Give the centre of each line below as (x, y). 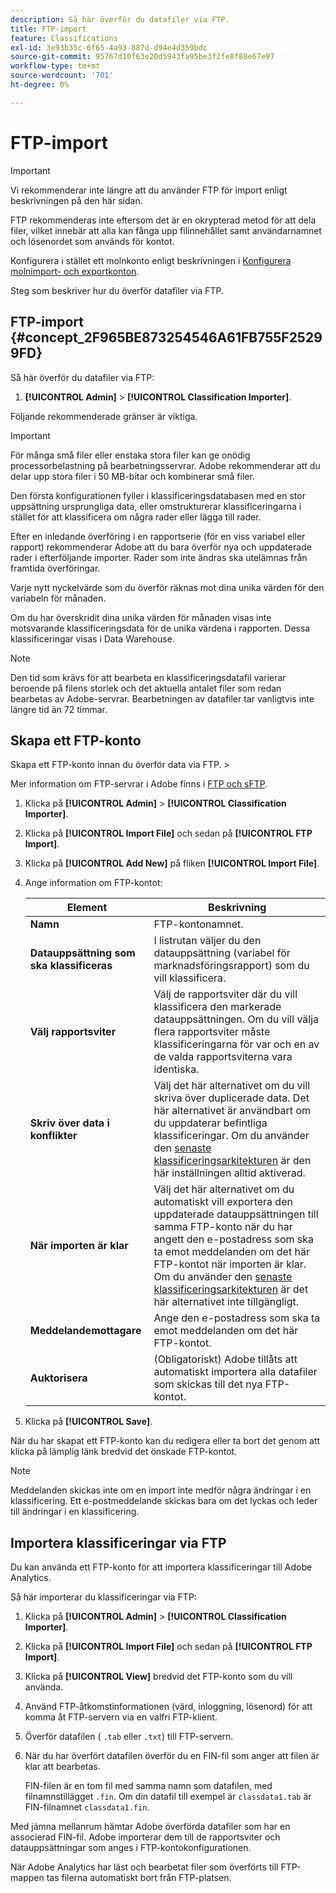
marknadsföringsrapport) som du (231, 966)
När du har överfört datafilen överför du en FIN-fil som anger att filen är (172, 1756)
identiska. (176, 1069)
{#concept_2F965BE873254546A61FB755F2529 (166, 337)
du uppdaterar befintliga (210, 1123)
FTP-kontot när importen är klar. (230, 1264)
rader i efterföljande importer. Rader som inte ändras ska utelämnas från (159, 557)
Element (87, 908)
